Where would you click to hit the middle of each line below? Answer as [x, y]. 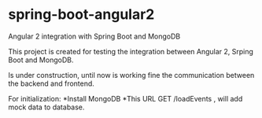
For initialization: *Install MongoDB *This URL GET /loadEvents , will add [125, 98]
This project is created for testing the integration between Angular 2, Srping [131, 51]
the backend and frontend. [51, 83]
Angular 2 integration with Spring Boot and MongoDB [94, 36]
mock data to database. [46, 107]
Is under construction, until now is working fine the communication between [131, 75]
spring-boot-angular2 [81, 15]
